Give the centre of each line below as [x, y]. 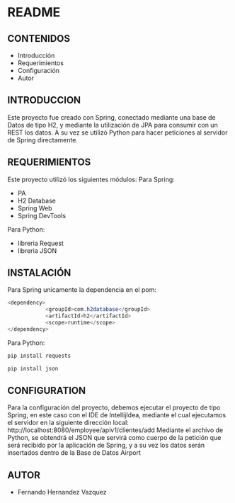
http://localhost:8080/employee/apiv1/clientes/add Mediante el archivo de [115, 430]
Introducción [36, 55]
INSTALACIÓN [39, 273]
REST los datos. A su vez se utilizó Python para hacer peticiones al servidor [117, 132]
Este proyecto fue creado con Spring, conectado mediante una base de [111, 117]
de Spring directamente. [42, 140]
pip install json [33, 368]
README [34, 12]
